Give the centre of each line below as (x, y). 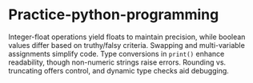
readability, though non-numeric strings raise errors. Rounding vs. (117, 62)
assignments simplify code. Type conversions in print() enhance (116, 53)
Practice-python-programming (114, 15)
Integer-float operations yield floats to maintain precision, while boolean (127, 37)
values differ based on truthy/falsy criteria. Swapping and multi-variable (127, 45)
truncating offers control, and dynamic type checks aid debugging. (119, 70)
